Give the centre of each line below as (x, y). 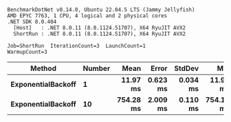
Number (97, 68)
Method (44, 68)
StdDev (187, 68)
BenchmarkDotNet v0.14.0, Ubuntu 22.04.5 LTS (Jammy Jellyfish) (101, 10)
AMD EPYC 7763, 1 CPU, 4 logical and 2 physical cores (87, 16)
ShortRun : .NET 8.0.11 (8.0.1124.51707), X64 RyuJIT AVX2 (100, 34)
